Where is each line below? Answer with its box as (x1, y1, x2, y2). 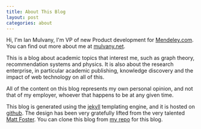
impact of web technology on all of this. (6, 73, 105, 81)
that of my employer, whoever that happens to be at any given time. (6, 91, 174, 99)
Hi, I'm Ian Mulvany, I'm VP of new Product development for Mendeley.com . (6, 37, 194, 44)
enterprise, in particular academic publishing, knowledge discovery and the (6, 67, 194, 74)
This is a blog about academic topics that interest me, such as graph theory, (6, 55, 195, 62)
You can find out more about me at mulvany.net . (6, 43, 126, 50)
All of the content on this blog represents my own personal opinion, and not (6, 85, 194, 92)
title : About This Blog (6, 8, 66, 15)
